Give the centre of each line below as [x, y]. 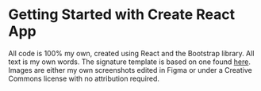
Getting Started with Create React [122, 15]
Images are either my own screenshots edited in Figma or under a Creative [130, 70]
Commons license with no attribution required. [84, 78]
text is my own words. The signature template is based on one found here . [130, 62]
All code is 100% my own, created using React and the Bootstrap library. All [131, 53]
